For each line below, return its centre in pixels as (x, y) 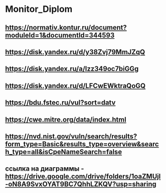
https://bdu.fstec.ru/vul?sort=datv (60, 103)
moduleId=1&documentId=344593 (60, 35)
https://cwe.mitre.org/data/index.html (66, 119)
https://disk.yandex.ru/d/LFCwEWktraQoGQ (75, 86)
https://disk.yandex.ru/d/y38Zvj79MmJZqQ (75, 52)
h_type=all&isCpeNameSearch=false (64, 152)
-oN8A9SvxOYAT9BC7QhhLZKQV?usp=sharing (81, 184)
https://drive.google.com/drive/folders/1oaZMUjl (83, 176)
